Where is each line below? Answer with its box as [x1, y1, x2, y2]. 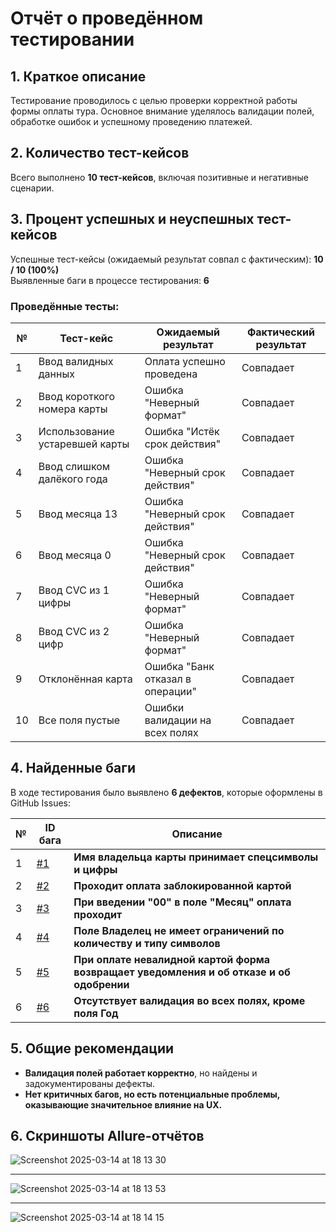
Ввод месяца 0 [38, 548, 112, 562]
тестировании [10, 28, 135, 51]
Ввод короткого [38, 389, 116, 403]
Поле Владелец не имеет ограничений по [73, 923, 285, 937]
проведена [144, 367, 198, 381]
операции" [144, 684, 197, 698]
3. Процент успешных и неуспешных [10, 211, 255, 228]
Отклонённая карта [38, 672, 133, 686]
